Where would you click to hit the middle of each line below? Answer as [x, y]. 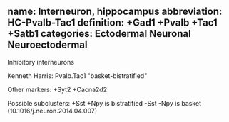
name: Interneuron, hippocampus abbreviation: [115, 12]
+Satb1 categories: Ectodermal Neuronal [99, 34]
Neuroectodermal [47, 45]
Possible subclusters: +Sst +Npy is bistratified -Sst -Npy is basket [105, 103]
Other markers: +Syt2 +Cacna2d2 [57, 89]
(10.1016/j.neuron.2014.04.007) [52, 111]
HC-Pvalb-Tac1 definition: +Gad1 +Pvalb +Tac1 [112, 23]
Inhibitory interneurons [41, 62]
